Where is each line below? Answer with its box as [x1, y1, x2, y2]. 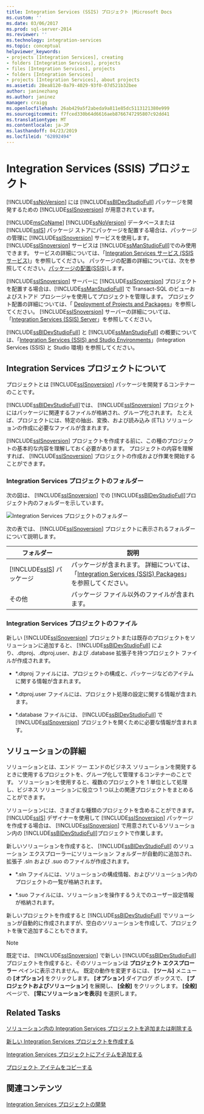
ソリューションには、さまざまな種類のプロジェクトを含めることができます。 [6, 807, 197, 814]
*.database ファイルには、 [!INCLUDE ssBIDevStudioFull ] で [15, 711, 163, 718]
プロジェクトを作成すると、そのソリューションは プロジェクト [6, 959, 162, 967]
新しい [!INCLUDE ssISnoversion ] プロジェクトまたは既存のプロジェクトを [6, 634, 190, 642]
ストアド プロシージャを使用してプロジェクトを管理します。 [16, 293, 167, 300]
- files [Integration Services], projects [6, 65, 115, 72]
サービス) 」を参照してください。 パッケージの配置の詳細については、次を [6, 257, 190, 264]
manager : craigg [6, 99, 47, 105]
